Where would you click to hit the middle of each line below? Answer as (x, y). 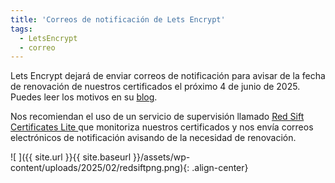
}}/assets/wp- (162, 157)
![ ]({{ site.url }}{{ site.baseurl (71, 157)
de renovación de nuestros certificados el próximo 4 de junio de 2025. (155, 87)
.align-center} (220, 168)
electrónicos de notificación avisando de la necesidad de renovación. (153, 138)
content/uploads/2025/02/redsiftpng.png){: (100, 168)
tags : (21, 29)
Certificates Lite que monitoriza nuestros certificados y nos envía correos (162, 127)
